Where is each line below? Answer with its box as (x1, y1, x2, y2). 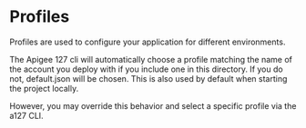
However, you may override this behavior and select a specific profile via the (9, 100, 297, 111)
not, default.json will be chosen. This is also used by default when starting (9, 73, 288, 84)
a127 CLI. (9, 110, 44, 121)
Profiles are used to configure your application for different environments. (9, 36, 286, 47)
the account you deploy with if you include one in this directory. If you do (9, 64, 284, 74)
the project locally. (9, 83, 79, 94)
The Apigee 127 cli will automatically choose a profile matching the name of (9, 54, 293, 64)
